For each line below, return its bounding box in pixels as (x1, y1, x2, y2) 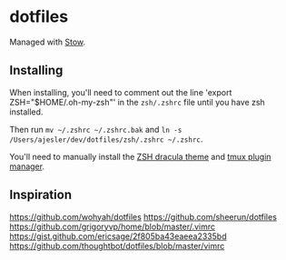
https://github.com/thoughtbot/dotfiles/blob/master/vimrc (9, 240, 225, 251)
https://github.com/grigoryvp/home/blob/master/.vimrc (9, 221, 216, 232)
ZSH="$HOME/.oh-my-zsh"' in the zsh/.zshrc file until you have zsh (9, 96, 265, 107)
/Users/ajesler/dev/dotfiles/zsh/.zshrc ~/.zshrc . (9, 134, 203, 145)
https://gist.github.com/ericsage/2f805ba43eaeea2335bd (9, 230, 227, 242)
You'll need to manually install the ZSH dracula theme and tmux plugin (9, 151, 271, 162)
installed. (9, 106, 44, 117)
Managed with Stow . (9, 36, 86, 47)
